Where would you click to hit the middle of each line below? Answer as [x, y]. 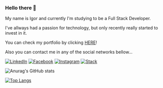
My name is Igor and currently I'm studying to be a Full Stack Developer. [78, 19]
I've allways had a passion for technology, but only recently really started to [81, 28]
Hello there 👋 [21, 8]
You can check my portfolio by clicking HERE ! [51, 43]
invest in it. [16, 33]
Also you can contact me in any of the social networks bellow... [69, 52]
